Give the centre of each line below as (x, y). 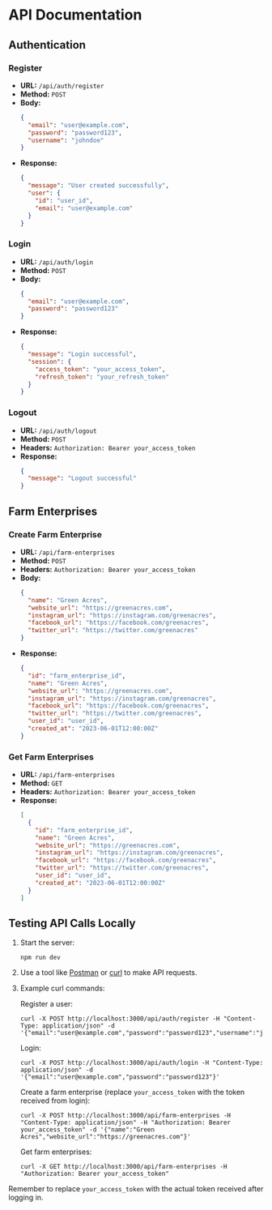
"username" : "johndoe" (66, 140)
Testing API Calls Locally (72, 923)
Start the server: (47, 943)
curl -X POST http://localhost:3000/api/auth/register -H (120, 1019)
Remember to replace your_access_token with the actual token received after (136, 1189)
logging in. (26, 1198)
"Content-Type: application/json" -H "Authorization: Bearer (125, 1123)
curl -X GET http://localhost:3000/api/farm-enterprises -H (123, 1167)
